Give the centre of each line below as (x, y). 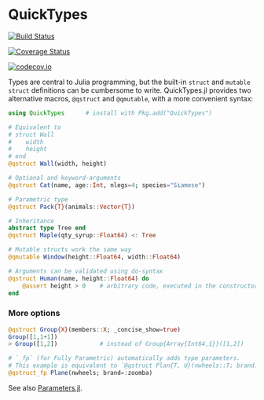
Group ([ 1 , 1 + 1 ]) (33, 337)
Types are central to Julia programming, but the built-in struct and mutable (129, 82)
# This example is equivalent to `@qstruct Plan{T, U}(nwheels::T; (121, 366)
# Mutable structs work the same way (70, 250)
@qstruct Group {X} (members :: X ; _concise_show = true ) (94, 329)
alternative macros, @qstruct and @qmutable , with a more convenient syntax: (131, 98)
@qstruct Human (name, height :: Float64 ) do (79, 278)
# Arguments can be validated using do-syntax (86, 271)
